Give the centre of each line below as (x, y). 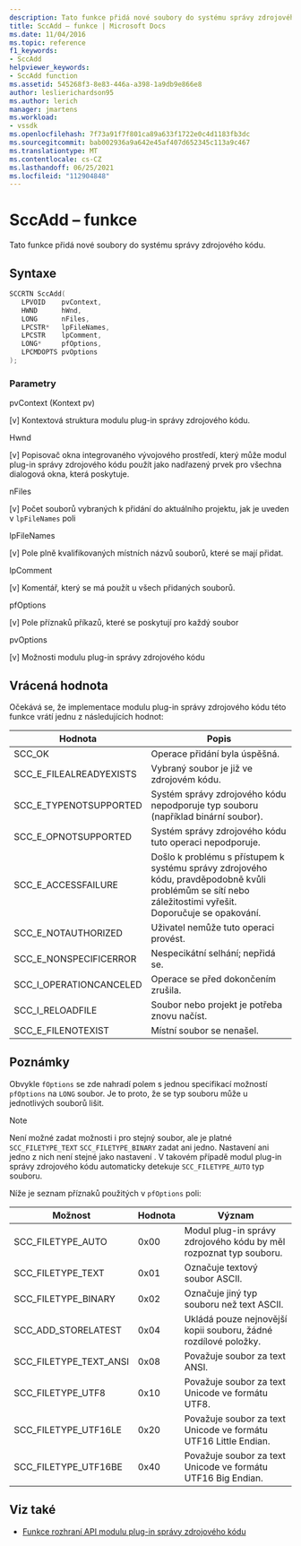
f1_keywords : (34, 51)
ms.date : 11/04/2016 (48, 34)
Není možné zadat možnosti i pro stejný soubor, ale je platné (121, 1137)
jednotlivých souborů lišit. (57, 1102)
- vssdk (24, 126)
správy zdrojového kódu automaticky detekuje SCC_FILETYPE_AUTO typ (137, 1166)
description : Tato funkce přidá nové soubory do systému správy (132, 17)
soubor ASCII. (213, 1278)
